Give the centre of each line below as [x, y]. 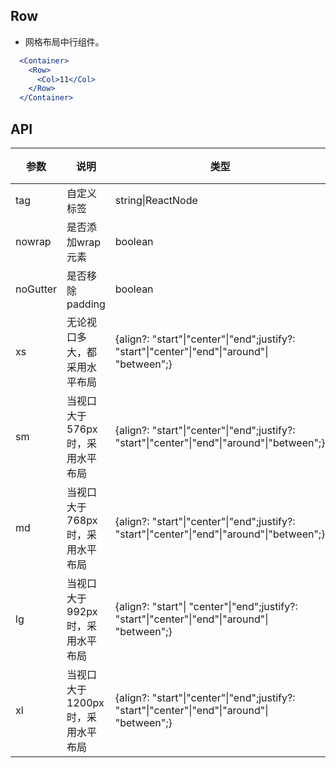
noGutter [36, 289]
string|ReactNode [156, 200]
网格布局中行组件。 [64, 41]
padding [86, 304]
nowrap [33, 241]
